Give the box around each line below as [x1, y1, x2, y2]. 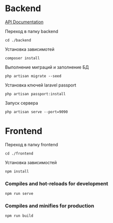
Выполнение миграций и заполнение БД [5, 64, 89, 70]
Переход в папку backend [5, 28, 58, 34]
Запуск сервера [5, 100, 39, 106]
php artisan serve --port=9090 [5, 109, 68, 114]
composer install [5, 55, 40, 61]
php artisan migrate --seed [5, 73, 62, 78]
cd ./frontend [5, 151, 34, 156]
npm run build [5, 213, 34, 219]
